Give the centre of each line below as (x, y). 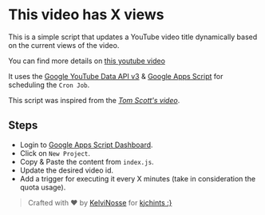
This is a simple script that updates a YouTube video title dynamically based (133, 37)
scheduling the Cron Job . (49, 85)
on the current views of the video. (64, 45)
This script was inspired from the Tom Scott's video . (94, 100)
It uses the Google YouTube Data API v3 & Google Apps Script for (116, 76)
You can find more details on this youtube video (87, 61)
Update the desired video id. (67, 170)
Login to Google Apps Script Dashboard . (86, 145)
